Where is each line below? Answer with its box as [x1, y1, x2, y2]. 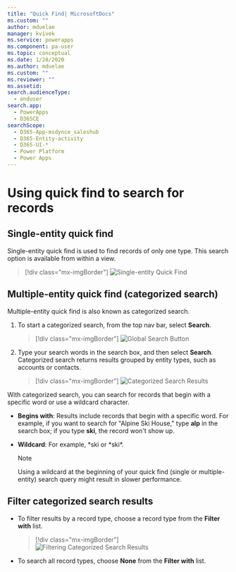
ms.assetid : [7, 83, 42, 90]
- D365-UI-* [13, 142, 49, 149]
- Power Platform [13, 148, 65, 155]
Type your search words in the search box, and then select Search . [17, 348, 213, 356]
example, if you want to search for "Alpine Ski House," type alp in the [17, 419, 218, 427]
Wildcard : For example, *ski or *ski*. [17, 440, 125, 449]
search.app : [7, 102, 42, 109]
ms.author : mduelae [7, 63, 65, 70]
